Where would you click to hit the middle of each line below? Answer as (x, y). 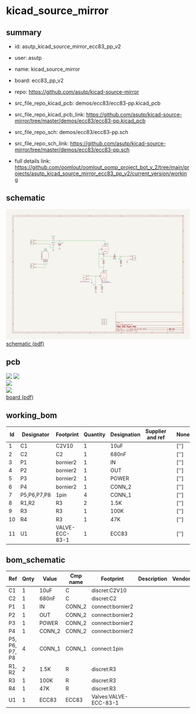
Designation (126, 434)
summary (24, 33)
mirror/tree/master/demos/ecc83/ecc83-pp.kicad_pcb (80, 121)
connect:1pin (107, 648)
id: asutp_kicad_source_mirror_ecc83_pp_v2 (68, 46)
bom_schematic (36, 560)
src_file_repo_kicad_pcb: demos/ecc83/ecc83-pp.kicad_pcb (87, 103)
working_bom (32, 416)
